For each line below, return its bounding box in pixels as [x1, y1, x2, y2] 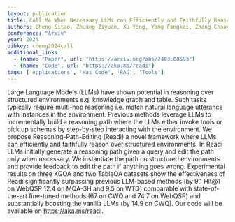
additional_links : [7, 50, 61, 57]
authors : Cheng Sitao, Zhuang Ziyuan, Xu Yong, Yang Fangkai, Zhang [7, 23, 211, 30]
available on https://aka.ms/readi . [7, 207, 104, 215]
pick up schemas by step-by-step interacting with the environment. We [7, 125, 212, 133]
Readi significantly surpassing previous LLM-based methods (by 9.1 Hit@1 [7, 177, 220, 185]
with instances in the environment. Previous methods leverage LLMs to [7, 110, 212, 119]
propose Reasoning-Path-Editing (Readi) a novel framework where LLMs [7, 132, 217, 140]
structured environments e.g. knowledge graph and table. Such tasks [7, 95, 207, 103]
